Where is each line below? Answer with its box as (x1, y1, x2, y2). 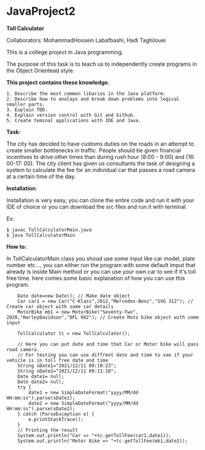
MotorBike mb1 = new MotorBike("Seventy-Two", (17, 309, 139, 315)
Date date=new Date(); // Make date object (17, 293, 131, 299)
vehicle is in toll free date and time (6, 357, 109, 363)
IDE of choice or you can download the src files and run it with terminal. (6, 203, 187, 210)
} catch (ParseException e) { (17, 411, 95, 417)
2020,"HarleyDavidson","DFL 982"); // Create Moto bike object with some (6, 314, 199, 320)
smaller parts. (6, 101, 45, 107)
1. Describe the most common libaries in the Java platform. (6, 90, 166, 96)
